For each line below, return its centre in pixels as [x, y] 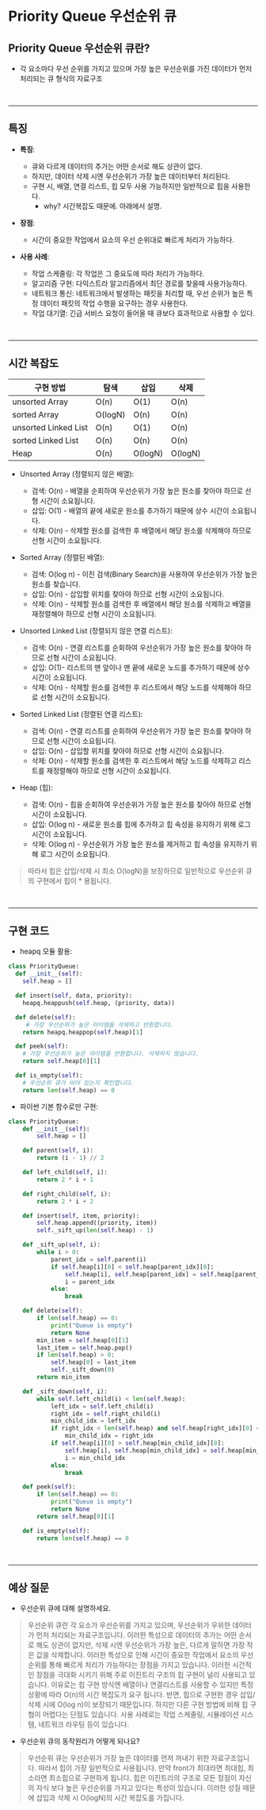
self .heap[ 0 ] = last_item [93, 1362]
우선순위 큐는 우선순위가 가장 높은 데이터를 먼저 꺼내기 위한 [118, 1758]
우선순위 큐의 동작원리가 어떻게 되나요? [80, 1741]
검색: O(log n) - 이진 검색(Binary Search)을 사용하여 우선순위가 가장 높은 [144, 574]
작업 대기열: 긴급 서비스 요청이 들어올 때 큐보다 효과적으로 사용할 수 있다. [143, 313]
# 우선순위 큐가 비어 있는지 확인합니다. [78, 1083]
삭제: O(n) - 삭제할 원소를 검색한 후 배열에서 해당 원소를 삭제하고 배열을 [141, 603]
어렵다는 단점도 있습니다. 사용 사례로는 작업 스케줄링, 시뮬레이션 [141, 1715]
